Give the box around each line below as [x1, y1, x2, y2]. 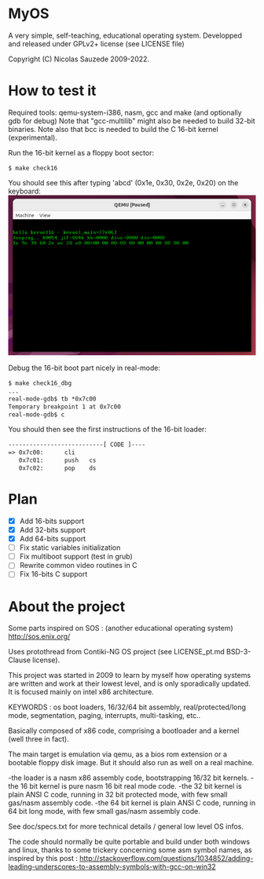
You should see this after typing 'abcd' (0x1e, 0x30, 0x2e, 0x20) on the [8, 178, 239, 187]
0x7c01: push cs [18, 456, 97, 464]
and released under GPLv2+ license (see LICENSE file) [8, 38, 185, 48]
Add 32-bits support [19, 525, 86, 534]
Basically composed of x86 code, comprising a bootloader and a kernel [8, 726, 240, 735]
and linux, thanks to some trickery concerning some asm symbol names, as [8, 845, 253, 855]
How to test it [8, 82, 97, 100]
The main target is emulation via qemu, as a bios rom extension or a [8, 749, 228, 759]
